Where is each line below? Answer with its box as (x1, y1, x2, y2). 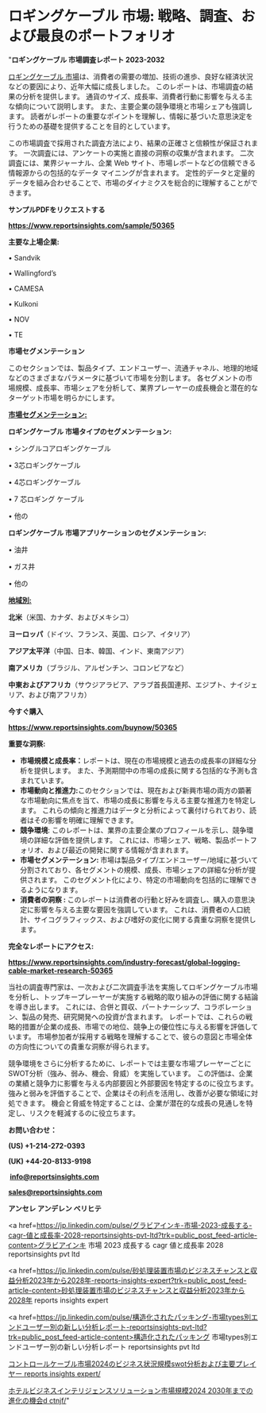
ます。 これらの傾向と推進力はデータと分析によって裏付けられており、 (19, 805, 250, 815)
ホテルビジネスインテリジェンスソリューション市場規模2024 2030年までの (8, 1385, 253, 1395)
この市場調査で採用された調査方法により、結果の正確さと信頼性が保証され (8, 138, 252, 148)
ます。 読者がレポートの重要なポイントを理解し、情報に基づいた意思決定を (8, 111, 253, 121)
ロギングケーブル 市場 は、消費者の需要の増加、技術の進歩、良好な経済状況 (8, 71, 254, 81)
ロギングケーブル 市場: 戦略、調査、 (8, 7, 241, 25)
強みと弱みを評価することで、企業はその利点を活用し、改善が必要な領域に (8, 1088, 252, 1098)
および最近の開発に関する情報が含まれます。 (47, 845, 193, 855)
